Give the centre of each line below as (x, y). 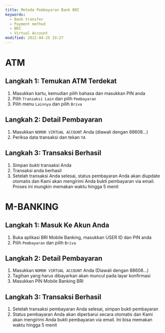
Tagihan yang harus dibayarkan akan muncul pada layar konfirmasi (81, 276)
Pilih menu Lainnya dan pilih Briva (47, 104)
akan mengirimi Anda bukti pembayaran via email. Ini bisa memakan (82, 320)
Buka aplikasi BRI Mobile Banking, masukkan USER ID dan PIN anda (82, 237)
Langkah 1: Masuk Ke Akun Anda (57, 225)
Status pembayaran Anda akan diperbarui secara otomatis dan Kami (83, 314)
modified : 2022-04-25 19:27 (34, 38)
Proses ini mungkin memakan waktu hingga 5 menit (65, 186)
